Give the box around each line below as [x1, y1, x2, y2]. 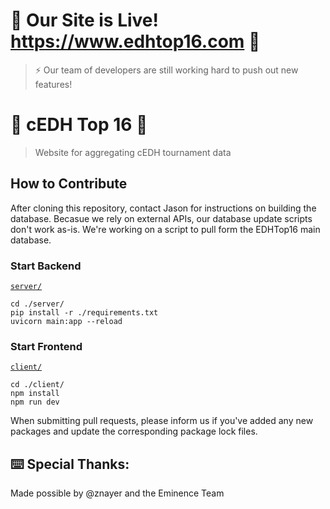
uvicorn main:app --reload [10, 316, 123, 326]
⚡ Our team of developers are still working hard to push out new [34, 64, 299, 76]
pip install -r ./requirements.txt [10, 307, 159, 318]
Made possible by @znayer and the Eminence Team [10, 487, 225, 499]
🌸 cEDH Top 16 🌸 [10, 114, 148, 136]
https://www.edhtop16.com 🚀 [10, 30, 261, 53]
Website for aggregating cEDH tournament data [34, 146, 232, 158]
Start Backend [10, 259, 82, 273]
